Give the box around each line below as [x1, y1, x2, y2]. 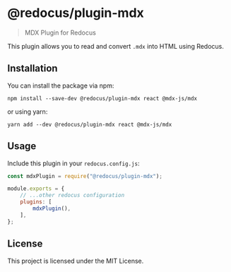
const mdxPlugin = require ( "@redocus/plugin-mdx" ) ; [7, 172, 162, 179]
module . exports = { [7, 185, 65, 192]
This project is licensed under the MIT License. [7, 256, 144, 265]
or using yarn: [7, 107, 48, 116]
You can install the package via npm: [7, 81, 114, 90]
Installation [7, 62, 58, 75]
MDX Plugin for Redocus [24, 28, 97, 37]
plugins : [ [20, 199, 52, 206]
